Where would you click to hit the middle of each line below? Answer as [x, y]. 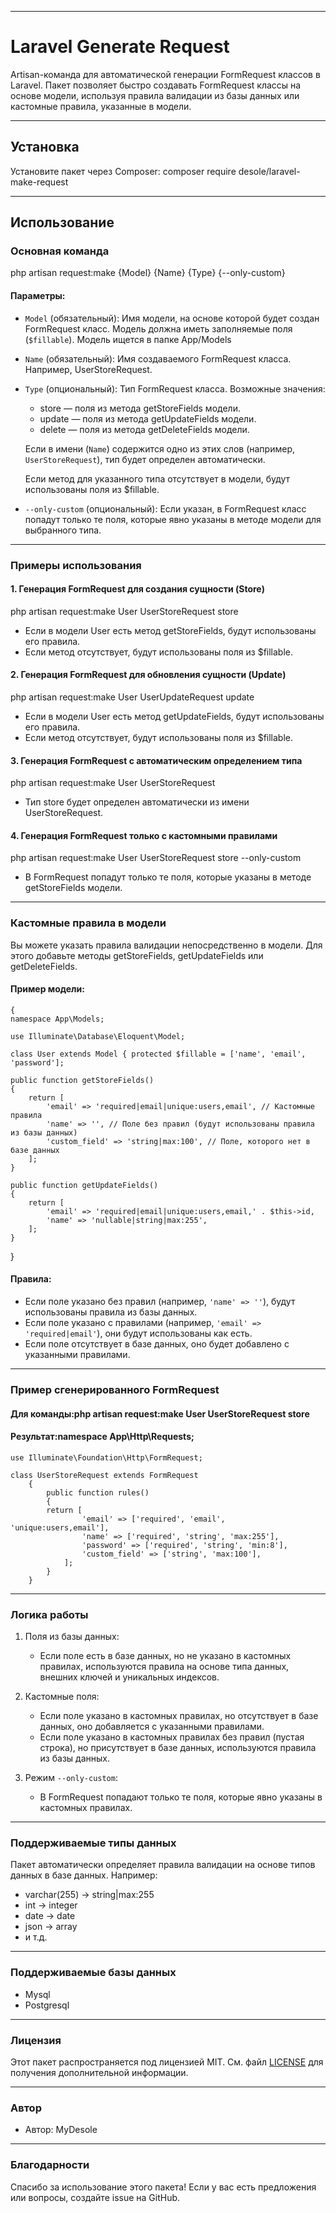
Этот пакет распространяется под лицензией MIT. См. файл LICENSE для [167, 2062]
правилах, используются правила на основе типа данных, [164, 1667]
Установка [45, 147]
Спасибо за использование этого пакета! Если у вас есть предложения [163, 2187]
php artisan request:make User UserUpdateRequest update [132, 697]
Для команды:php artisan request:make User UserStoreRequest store [160, 1413]
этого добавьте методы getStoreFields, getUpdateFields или [137, 955]
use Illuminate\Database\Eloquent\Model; [98, 1036]
